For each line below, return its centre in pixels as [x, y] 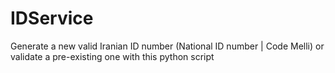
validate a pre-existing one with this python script [112, 56]
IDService [52, 18]
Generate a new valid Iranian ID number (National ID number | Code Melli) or [167, 46]
